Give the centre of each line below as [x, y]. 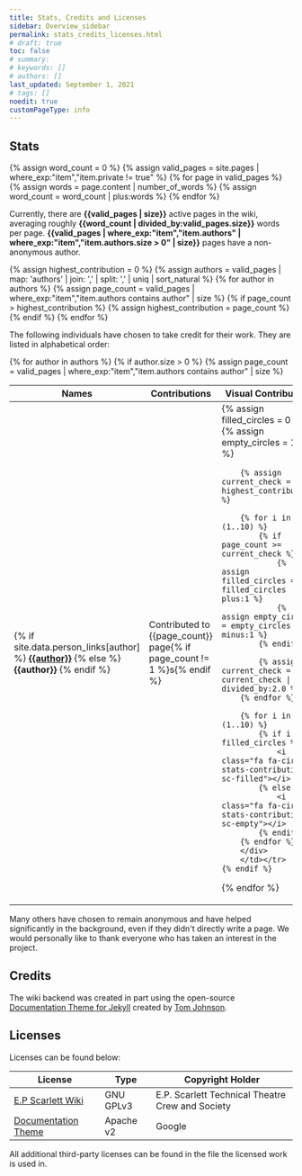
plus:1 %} [242, 599]
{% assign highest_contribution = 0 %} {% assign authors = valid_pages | [145, 270]
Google [171, 1126]
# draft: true [36, 43]
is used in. [28, 1163]
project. [24, 948]
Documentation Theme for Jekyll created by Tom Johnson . [118, 1007]
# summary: [30, 59]
